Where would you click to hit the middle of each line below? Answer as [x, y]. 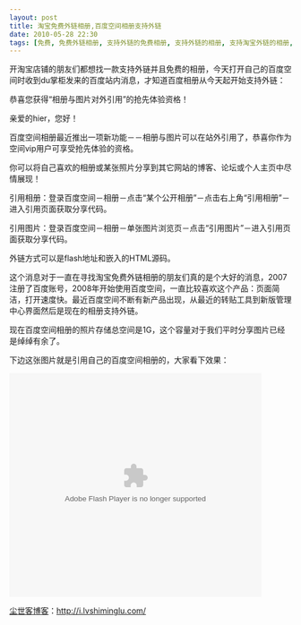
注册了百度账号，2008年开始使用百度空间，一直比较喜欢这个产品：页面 [141, 288]
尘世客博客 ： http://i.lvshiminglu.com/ [77, 611]
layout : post [34, 17]
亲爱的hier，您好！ [44, 118]
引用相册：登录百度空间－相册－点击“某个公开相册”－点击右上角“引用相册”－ [150, 198]
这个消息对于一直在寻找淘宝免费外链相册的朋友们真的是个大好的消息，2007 [148, 278]
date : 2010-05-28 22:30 [54, 34]
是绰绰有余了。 [37, 341]
